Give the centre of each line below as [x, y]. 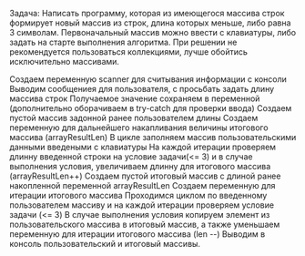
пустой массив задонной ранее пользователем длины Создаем [134, 118]
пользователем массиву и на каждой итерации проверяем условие [142, 205]
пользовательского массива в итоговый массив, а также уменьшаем [145, 224]
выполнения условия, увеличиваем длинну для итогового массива [140, 166]
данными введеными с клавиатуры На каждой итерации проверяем [142, 147]
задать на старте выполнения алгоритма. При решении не [123, 42]
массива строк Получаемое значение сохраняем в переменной [135, 98]
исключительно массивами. [65, 61]
